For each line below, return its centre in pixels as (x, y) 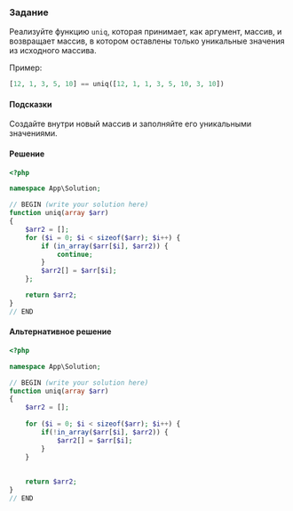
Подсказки (31, 104)
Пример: (26, 68)
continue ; (75, 254)
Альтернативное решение (60, 331)
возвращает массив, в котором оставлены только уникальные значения (147, 41)
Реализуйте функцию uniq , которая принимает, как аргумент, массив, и (146, 32)
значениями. (33, 133)
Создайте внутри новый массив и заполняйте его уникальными (131, 124)
